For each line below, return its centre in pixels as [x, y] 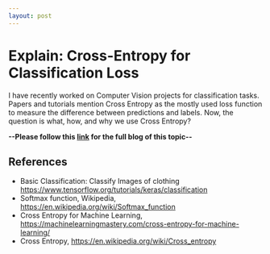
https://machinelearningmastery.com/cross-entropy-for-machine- [129, 224]
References [38, 162]
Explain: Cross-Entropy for [100, 55]
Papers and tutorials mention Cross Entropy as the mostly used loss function [135, 104]
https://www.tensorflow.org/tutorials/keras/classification [114, 189]
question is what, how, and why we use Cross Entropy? [100, 121]
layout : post [30, 16]
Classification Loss [74, 73]
